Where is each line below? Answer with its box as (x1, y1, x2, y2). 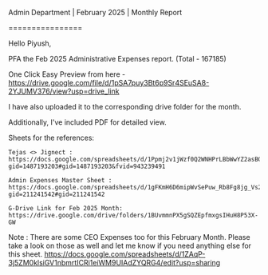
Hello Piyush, (8, 38, 52, 48)
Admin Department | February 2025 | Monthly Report (8, 8, 183, 17)
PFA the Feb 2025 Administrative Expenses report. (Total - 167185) (8, 54, 227, 63)
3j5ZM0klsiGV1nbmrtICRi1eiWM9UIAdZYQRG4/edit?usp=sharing (8, 258, 221, 267)
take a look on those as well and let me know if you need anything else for (8, 241, 252, 250)
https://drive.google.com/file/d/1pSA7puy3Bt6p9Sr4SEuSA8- (8, 78, 210, 87)
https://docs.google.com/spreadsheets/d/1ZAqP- (44, 249, 206, 259)
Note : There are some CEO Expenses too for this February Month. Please (8, 233, 250, 241)
